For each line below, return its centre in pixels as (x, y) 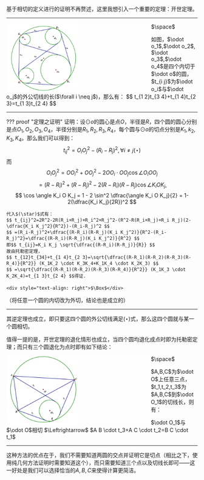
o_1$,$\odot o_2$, (173, 46)
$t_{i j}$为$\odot (172, 81)
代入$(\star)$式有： (30, 214)
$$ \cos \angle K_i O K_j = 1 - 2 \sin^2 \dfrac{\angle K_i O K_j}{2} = (99, 195)
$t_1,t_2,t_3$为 (169, 386)
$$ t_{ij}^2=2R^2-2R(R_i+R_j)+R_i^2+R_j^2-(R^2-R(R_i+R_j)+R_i (88, 220)
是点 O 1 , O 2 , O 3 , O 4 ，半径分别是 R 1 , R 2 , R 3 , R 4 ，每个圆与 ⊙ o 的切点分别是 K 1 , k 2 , (101, 130)
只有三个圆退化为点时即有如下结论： (67, 347)
